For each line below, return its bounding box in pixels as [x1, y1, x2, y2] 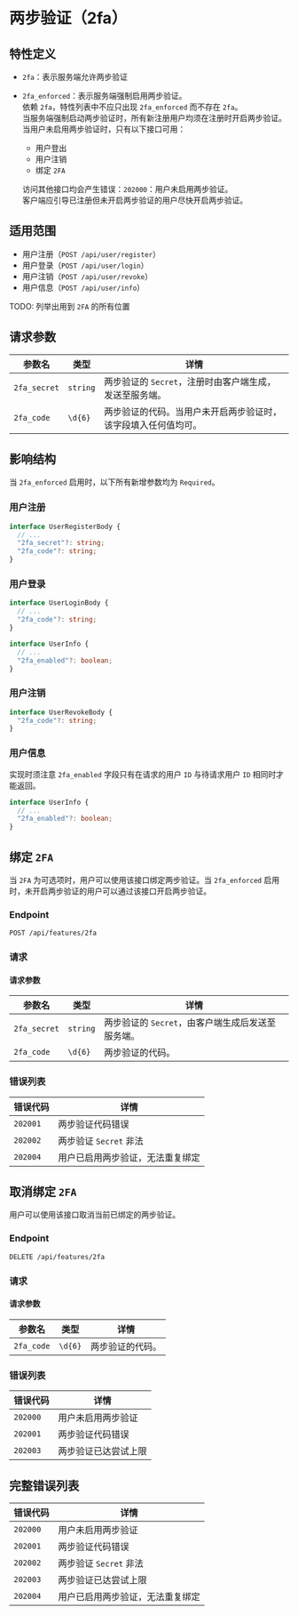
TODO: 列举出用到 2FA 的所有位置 [9, 301, 130, 311]
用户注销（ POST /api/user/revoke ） [21, 270, 153, 281]
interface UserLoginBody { [9, 599, 109, 607]
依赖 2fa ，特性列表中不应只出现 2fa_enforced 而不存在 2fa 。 [21, 101, 243, 112]
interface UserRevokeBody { [9, 708, 114, 717]
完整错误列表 [9, 1478, 80, 1493]
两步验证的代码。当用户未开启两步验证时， [103, 406, 282, 418]
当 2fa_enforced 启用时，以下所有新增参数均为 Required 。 [9, 477, 220, 487]
